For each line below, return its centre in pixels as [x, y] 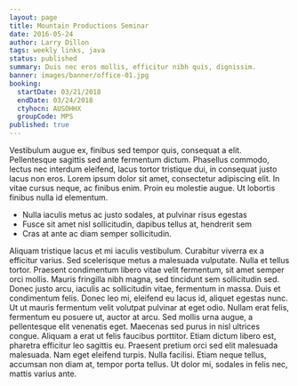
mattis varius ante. [43, 374]
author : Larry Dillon [49, 42]
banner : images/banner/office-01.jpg [79, 76]
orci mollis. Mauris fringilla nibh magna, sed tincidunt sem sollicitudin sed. [145, 279]
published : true [39, 125]
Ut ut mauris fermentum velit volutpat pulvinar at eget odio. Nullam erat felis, [149, 307]
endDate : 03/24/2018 [55, 100]
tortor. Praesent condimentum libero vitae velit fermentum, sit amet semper [147, 269]
